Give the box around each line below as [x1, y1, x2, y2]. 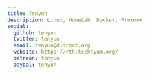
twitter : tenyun [13, 36, 60, 43]
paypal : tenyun [13, 61, 57, 68]
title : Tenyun [7, 10, 48, 17]
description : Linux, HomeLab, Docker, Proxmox [7, 16, 143, 23]
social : [7, 23, 30, 30]
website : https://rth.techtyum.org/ [13, 49, 118, 56]
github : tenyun [13, 29, 57, 36]
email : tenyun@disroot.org [13, 42, 91, 49]
